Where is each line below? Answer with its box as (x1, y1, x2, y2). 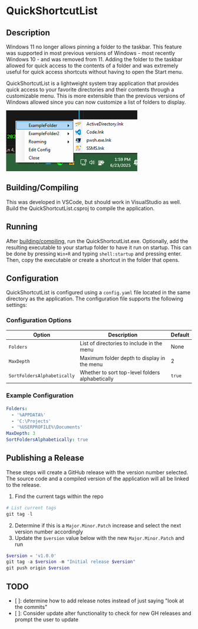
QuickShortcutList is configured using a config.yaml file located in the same (6, 289, 190, 296)
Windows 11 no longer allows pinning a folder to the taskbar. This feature (6, 43, 182, 50)
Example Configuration (6, 391, 74, 399)
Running (6, 222, 38, 232)
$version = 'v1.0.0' (6, 553, 57, 559)
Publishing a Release (6, 453, 84, 463)
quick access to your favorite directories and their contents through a (6, 86, 174, 93)
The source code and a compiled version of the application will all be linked (6, 475, 190, 482)
